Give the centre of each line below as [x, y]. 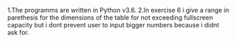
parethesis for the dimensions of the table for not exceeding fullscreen [110, 17]
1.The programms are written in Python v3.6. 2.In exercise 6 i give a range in [118, 10]
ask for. [18, 32]
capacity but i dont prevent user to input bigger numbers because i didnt [113, 25]
